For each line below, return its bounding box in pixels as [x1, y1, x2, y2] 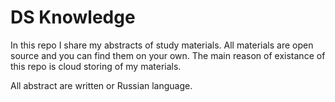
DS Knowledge [10, 6, 136, 29]
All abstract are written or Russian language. [10, 79, 193, 91]
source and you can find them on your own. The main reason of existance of [10, 49, 326, 61]
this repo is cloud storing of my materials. [10, 60, 182, 72]
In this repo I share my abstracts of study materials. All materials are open [10, 39, 314, 51]
